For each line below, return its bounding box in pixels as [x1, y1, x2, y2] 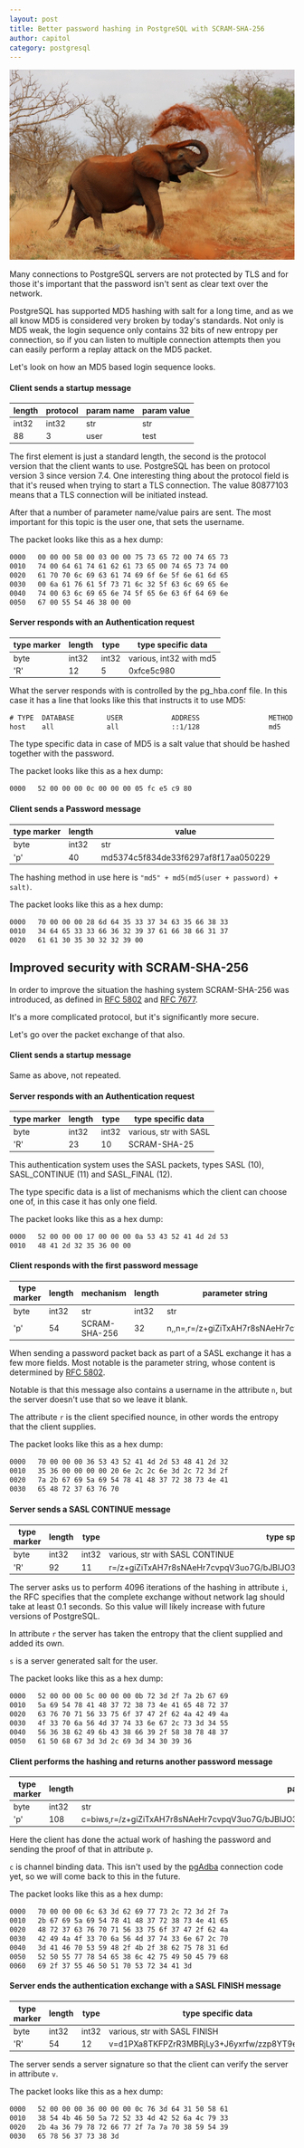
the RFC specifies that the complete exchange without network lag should [9, 1591, 285, 1602]
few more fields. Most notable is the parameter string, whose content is [9, 1358, 276, 1369]
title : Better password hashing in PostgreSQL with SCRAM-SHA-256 [9, 24, 265, 33]
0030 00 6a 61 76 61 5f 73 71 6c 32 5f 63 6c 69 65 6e [9, 579, 229, 588]
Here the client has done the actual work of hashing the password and [9, 1834, 271, 1845]
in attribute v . [9, 2068, 59, 2079]
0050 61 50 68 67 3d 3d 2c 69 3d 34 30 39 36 [9, 1737, 193, 1746]
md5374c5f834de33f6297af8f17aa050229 [100, 852, 271, 863]
